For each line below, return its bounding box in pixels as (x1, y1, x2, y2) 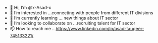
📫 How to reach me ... (9, 26, 56, 31)
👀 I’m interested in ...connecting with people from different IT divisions (9, 10, 154, 16)
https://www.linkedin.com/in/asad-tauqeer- (55, 26, 145, 31)
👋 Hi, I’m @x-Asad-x (9, 5, 52, 10)
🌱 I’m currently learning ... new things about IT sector (9, 15, 118, 21)
